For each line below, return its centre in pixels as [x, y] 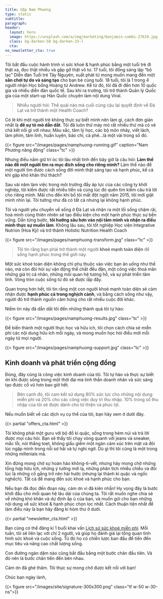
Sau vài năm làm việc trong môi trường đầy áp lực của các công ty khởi [76, 184]
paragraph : [16, 23]
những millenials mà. [26, 454]
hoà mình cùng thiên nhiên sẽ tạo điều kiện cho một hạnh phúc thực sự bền [81, 214]
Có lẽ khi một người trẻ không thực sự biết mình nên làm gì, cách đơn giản [79, 120]
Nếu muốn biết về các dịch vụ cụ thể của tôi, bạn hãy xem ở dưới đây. [75, 414]
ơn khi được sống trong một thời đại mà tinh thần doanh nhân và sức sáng [79, 380]
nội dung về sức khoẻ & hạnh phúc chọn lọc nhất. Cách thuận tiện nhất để [79, 504]
